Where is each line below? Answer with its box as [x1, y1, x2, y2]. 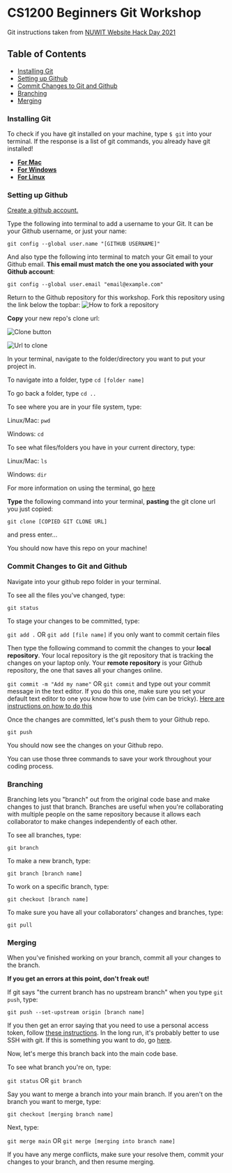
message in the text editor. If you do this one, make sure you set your [7, 687, 206, 695]
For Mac [17, 158, 42, 167]
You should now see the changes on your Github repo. [7, 741, 164, 749]
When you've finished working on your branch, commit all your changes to [7, 954, 222, 962]
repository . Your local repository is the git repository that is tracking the [7, 651, 214, 659]
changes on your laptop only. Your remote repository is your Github [7, 658, 203, 667]
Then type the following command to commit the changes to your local [7, 643, 211, 652]
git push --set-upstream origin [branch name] [7, 1009, 145, 1016]
